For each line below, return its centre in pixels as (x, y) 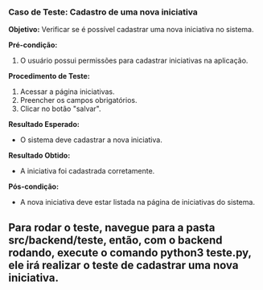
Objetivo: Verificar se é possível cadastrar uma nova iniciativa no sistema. (131, 30)
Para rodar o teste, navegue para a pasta (112, 227)
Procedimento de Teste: (49, 76)
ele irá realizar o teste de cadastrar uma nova (123, 265)
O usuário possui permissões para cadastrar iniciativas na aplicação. (134, 61)
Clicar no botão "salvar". (60, 109)
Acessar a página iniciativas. (67, 92)
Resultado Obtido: (39, 156)
